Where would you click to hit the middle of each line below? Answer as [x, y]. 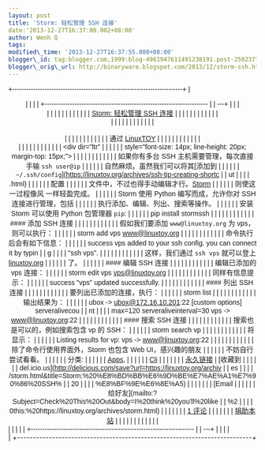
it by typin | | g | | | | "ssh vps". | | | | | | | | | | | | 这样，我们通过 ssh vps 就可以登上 [132, 253]
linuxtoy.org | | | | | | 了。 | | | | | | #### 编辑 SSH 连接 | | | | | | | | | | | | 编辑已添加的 [132, 262]
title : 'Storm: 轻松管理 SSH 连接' [63, 23]
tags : [17, 45]
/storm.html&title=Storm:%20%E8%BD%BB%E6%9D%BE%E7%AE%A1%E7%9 [132, 375]
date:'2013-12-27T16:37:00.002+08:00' [72, 30]
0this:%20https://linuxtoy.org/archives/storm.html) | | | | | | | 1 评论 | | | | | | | [121, 411]
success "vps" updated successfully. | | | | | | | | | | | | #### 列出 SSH [152, 282]
